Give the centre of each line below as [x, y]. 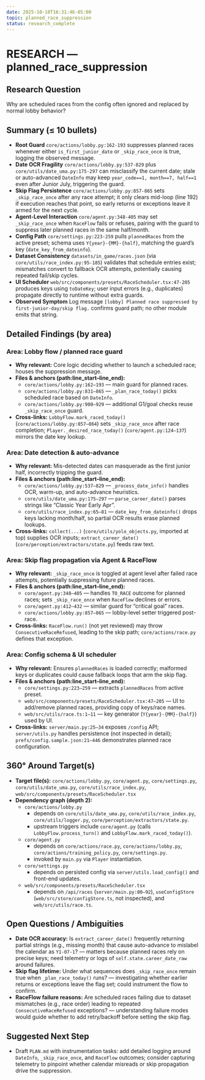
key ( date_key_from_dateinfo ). [53, 249]
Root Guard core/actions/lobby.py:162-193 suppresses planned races [104, 145]
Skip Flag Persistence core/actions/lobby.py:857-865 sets [90, 190]
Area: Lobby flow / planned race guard [65, 351]
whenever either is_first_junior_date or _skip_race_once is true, [98, 152]
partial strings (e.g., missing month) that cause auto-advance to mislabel [107, 945]
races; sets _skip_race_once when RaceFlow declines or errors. [103, 600]
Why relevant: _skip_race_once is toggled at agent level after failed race [106, 573]
